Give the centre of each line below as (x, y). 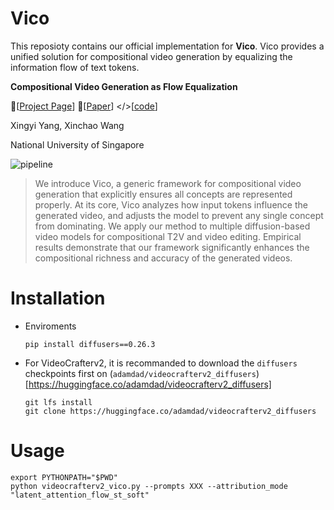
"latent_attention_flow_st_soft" (80, 495)
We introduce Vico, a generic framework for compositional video (168, 183)
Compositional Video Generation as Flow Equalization (124, 86)
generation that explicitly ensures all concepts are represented (163, 194)
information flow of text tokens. (75, 67)
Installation (58, 298)
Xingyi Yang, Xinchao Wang (67, 125)
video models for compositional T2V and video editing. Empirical (168, 236)
